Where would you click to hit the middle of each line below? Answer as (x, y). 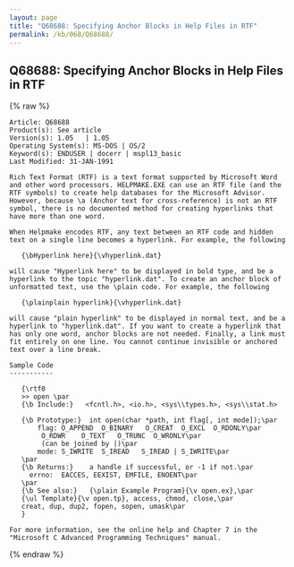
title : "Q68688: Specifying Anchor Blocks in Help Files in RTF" (133, 26)
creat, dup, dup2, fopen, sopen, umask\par (103, 507)
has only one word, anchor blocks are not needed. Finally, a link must (147, 334)
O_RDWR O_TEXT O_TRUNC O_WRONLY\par (122, 436)
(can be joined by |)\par (90, 444)
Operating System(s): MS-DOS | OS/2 (77, 146)
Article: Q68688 (39, 123)
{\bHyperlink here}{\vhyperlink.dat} (92, 256)
